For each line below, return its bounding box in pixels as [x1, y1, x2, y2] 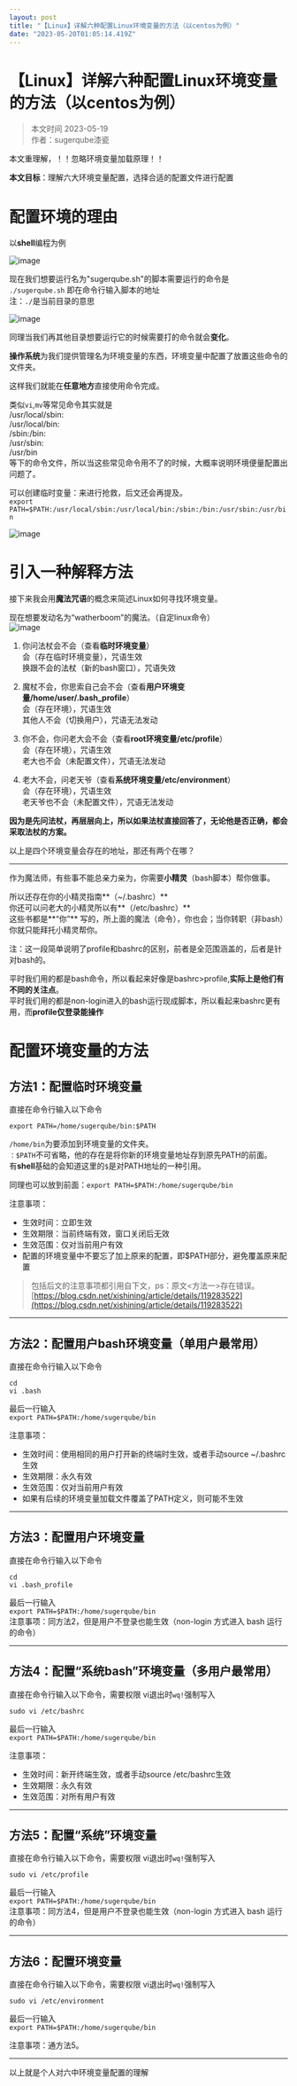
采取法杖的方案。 [9, 826, 72, 838]
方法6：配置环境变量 [9, 1954, 122, 1969]
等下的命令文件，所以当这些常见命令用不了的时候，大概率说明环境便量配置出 [9, 457, 288, 468]
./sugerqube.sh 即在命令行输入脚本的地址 [9, 285, 161, 295]
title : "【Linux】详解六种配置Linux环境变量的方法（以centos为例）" [9, 21, 240, 30]
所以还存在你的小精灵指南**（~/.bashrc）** [9, 892, 169, 902]
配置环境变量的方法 [9, 1041, 149, 1061]
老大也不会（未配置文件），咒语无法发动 [21, 755, 166, 767]
